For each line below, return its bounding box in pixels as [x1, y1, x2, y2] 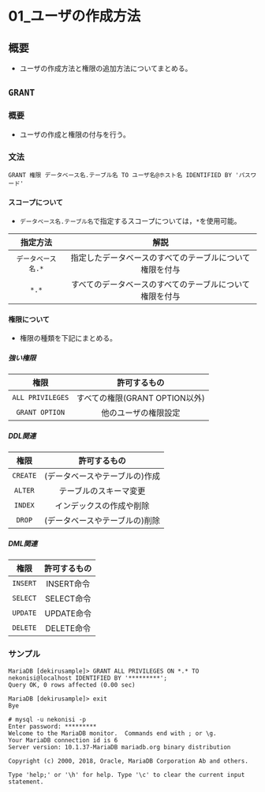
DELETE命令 [45, 623, 91, 634]
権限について [8, 314, 50, 324]
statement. [8, 778, 44, 786]
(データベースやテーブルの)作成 [44, 471, 160, 482]
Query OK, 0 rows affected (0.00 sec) [8, 681, 136, 688]
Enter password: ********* [8, 722, 97, 730]
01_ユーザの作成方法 [8, 7, 141, 25]
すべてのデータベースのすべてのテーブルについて [70, 279, 250, 290]
